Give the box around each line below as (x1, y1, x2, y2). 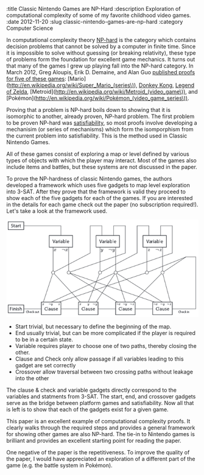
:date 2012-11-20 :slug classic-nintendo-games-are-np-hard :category (6, 18, 183, 25)
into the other (15, 374, 49, 382)
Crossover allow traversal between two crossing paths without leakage (15, 368, 194, 375)
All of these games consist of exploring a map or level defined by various (6, 150, 190, 158)
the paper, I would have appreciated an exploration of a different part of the (6, 455, 195, 462)
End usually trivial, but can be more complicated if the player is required (15, 329, 196, 336)
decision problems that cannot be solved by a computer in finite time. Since (6, 43, 196, 50)
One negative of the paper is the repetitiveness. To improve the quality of (6, 448, 190, 456)
